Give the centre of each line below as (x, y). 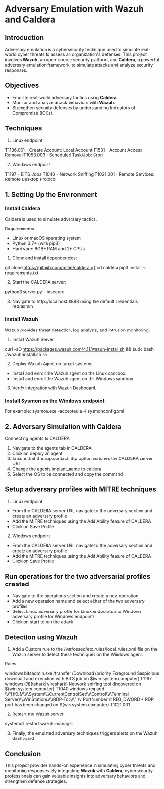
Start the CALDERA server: (39, 282)
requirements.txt (22, 273)
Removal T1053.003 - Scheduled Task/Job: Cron (54, 155)
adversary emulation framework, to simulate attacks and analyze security (79, 65)
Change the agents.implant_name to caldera (57, 469)
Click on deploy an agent (37, 453)
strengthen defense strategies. (36, 781)
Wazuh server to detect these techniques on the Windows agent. (78, 654)
